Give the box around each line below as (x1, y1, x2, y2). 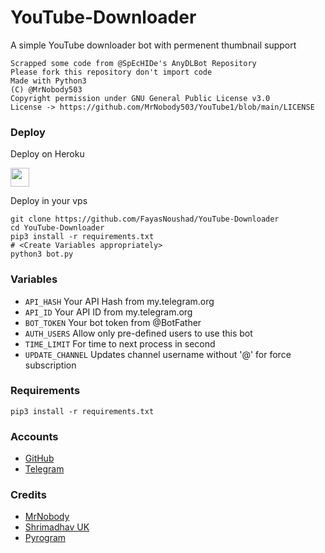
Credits (10, 488, 47, 502)
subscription (24, 359, 77, 371)
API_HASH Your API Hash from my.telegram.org (24, 295, 215, 307)
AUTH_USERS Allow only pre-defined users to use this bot (24, 327, 253, 339)
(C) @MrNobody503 (10, 84, 83, 95)
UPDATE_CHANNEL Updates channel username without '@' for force (24, 348, 292, 360)
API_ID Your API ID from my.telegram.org (24, 306, 193, 318)
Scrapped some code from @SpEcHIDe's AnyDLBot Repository (10, 58, 257, 68)
